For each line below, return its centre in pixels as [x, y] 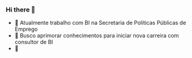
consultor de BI [34, 42]
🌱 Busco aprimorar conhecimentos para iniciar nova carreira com [97, 36]
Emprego [26, 29]
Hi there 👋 [21, 10]
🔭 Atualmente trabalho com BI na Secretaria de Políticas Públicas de [100, 23]
